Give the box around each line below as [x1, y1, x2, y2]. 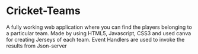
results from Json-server [6, 42, 67, 49]
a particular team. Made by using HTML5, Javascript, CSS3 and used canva [6, 29, 191, 36]
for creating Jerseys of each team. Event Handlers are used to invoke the [6, 36, 185, 43]
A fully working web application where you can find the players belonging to [6, 23, 193, 31]
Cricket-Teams [6, 4, 81, 18]
